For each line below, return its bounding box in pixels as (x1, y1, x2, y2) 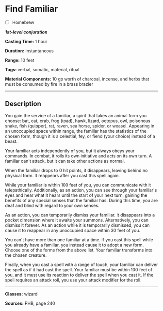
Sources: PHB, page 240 (5, 300, 55, 306)
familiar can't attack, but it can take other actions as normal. (5, 158, 125, 164)
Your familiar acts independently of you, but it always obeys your (5, 148, 135, 154)
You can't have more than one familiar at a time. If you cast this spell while (5, 236, 154, 243)
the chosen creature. (5, 252, 47, 258)
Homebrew (12, 19, 34, 25)
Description (5, 100, 41, 108)
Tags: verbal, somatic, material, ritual (5, 67, 80, 72)
